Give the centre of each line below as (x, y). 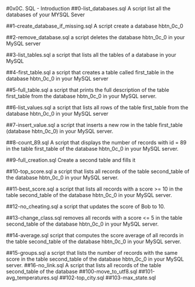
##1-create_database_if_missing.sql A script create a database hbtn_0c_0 (95, 26)
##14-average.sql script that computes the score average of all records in (95, 235)
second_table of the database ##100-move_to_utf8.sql (72, 272)
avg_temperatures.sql (32, 278)
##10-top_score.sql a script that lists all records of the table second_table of (98, 171)
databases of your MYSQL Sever (45, 15)
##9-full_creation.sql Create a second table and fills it (71, 160)
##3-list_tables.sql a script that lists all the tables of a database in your (91, 55)
